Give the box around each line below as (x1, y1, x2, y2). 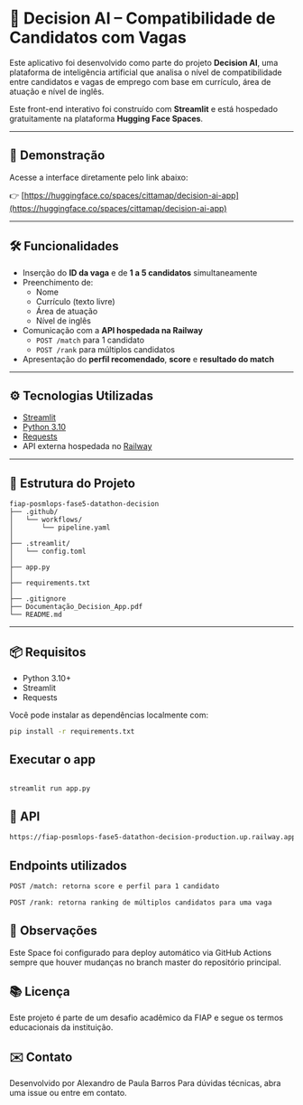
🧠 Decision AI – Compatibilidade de (9, 8, 276, 29)
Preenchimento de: (22, 276, 94, 287)
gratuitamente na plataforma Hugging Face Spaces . (9, 113, 204, 124)
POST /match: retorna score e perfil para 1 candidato (9, 882, 220, 891)
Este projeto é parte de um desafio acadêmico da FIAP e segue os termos (9, 1012, 284, 1024)
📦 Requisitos (9, 644, 87, 660)
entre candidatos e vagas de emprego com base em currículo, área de (9, 76, 271, 87)
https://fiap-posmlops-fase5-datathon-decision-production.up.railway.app (9, 833, 297, 842)
